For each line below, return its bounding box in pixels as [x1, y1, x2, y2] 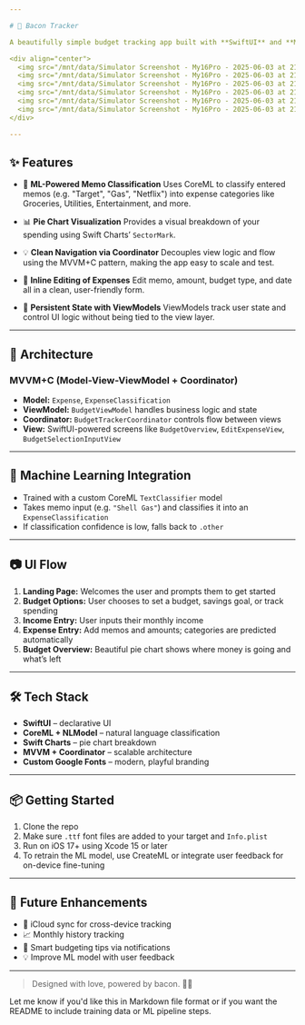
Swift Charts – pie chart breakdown [22, 737, 157, 748]
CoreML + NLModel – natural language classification [22, 728, 221, 739]
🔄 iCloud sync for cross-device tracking [22, 919, 172, 930]
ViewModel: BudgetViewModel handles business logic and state [22, 404, 258, 414]
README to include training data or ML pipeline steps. [9, 1006, 212, 1017]
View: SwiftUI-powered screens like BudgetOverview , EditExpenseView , [22, 423, 285, 434]
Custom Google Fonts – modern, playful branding [22, 756, 210, 768]
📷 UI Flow [9, 557, 68, 572]
